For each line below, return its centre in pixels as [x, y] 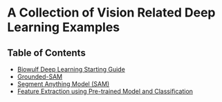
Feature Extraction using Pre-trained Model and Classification [105, 91]
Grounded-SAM [40, 76]
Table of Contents [47, 53]
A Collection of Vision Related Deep [111, 13]
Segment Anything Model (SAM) [63, 84]
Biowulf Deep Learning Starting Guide [71, 69]
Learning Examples [64, 27]
